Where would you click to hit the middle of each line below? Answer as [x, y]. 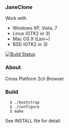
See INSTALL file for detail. [33, 120]
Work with [16, 18]
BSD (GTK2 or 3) [30, 44]
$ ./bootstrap [25, 102]
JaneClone [19, 7]
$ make [17, 111]
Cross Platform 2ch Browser [35, 79]
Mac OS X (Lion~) [31, 39]
